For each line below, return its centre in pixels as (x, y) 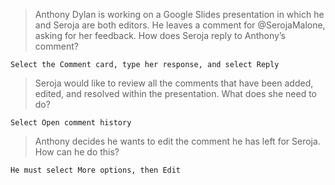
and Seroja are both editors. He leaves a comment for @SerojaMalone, (180, 25)
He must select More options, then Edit (96, 170)
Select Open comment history (71, 123)
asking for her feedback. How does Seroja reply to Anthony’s (160, 35)
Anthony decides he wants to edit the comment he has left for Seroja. (177, 141)
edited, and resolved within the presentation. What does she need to (176, 93)
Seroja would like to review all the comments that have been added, (174, 83)
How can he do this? (77, 152)
